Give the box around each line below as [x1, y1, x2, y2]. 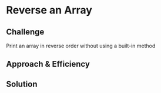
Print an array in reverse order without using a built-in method [6, 42, 156, 49]
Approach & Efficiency [6, 59, 90, 69]
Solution [6, 79, 38, 89]
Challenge [6, 27, 45, 37]
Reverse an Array [6, 4, 93, 17]
